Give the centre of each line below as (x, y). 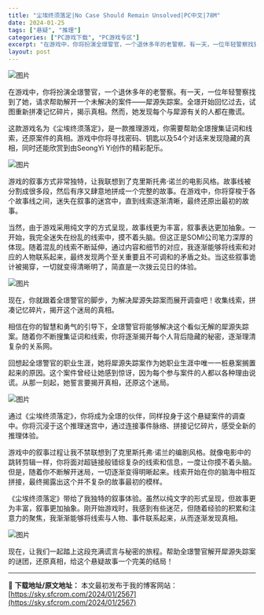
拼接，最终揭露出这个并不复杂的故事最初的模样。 (87, 481)
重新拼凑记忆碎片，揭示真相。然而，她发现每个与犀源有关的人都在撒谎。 (132, 112)
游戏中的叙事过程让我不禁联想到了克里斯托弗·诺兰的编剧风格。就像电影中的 (130, 452)
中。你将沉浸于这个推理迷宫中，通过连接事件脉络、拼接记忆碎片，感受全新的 (132, 426)
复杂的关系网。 (32, 346)
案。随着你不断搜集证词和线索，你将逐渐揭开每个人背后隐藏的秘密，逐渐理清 (132, 336)
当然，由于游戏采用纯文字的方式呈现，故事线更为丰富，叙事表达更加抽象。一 (132, 227)
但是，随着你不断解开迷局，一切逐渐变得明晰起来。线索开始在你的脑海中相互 (132, 472)
